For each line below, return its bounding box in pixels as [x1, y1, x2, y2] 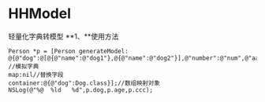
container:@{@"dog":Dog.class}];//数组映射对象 [8, 79, 160, 87]
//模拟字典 [8, 62, 39, 71]
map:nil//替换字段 [8, 71, 64, 78]
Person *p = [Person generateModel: [8, 47, 129, 55]
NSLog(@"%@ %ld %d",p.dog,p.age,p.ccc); [8, 86, 154, 94]
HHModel [8, 5, 72, 23]
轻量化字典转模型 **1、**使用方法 [8, 31, 119, 41]
